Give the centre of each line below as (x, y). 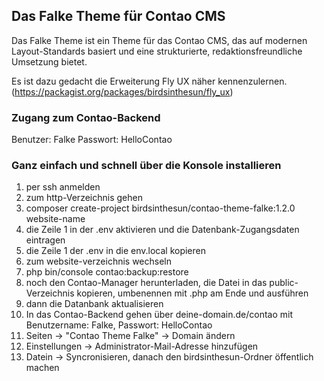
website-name (55, 219)
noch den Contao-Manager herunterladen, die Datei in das (146, 283)
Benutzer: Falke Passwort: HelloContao (92, 140)
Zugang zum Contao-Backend (86, 117)
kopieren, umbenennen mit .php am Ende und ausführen (192, 293)
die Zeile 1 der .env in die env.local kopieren (115, 251)
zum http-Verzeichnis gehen (84, 198)
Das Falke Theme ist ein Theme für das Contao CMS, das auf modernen (159, 40)
